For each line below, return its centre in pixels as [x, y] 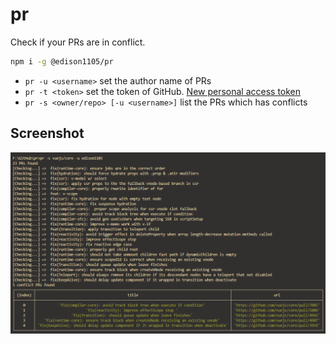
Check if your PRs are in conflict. [78, 42]
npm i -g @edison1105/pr [62, 61]
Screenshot [47, 133]
